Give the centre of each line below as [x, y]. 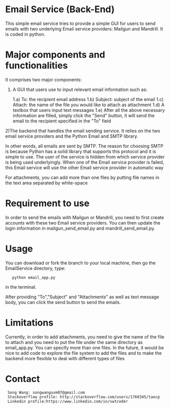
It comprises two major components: [44, 79]
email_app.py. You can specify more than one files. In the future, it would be [84, 348]
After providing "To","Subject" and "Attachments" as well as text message [82, 297]
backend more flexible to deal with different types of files [65, 358]
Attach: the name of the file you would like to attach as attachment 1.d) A [89, 105]
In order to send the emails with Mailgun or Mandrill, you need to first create [84, 217]
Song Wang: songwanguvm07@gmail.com [46, 392]
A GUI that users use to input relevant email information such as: [80, 89]
